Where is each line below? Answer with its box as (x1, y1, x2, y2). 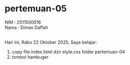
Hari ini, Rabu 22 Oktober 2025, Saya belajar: (4, 39, 98, 45)
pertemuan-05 (4, 3, 67, 14)
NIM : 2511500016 (4, 19, 41, 25)
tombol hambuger (11, 54, 49, 60)
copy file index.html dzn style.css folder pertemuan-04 (11, 49, 125, 55)
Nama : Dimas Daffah (4, 24, 48, 30)
